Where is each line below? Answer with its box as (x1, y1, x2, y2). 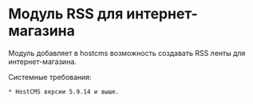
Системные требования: (8, 72, 92, 82)
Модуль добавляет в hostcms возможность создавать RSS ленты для (8, 48, 246, 58)
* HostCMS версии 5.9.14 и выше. (8, 87, 120, 96)
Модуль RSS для (8, 5, 124, 23)
